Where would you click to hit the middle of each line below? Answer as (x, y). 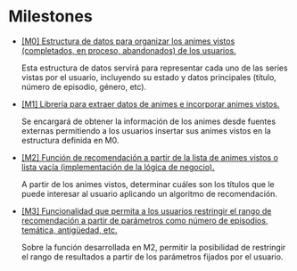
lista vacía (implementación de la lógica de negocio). (118, 167)
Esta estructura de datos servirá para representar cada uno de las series (154, 68)
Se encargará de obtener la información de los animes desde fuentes (148, 121)
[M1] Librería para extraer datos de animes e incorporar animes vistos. (150, 103)
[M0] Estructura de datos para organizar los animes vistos (128, 41)
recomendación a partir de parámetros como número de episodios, (144, 220)
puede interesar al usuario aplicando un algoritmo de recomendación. (149, 193)
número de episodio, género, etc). (84, 86)
